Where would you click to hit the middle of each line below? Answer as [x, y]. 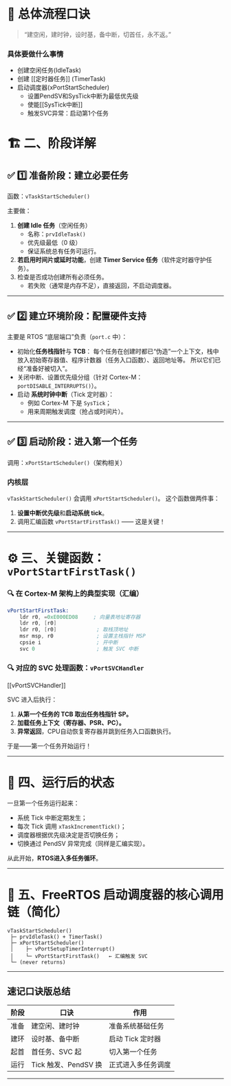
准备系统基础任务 [136, 1025]
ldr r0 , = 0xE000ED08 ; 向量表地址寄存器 [80, 617]
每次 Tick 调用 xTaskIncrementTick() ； [71, 826]
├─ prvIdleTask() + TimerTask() [56, 937]
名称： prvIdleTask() [56, 234]
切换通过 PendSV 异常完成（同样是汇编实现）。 [83, 844]
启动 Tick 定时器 [135, 1039]
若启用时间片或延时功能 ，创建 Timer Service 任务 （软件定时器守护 [111, 260]
